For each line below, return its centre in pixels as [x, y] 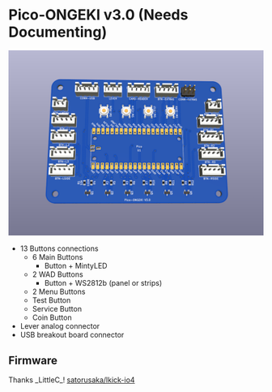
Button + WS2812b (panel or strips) [103, 283]
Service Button [57, 309]
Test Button [51, 300]
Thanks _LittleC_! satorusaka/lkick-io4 [72, 380]
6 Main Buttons [57, 257]
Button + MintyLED [76, 266]
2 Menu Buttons [59, 292]
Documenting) [58, 32]
